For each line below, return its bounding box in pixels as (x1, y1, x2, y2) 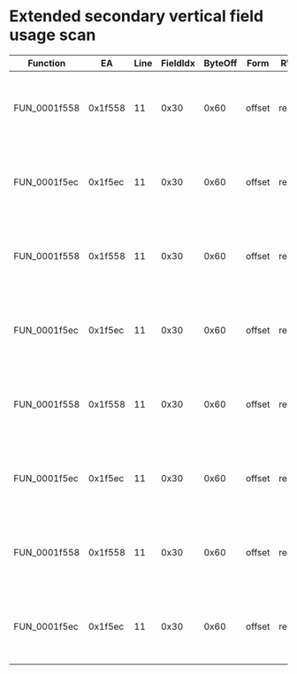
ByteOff (203, 57, 238, 69)
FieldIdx (160, 57, 196, 69)
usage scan (9, 25, 96, 45)
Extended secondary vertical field (9, 6, 263, 27)
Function (27, 57, 66, 69)
